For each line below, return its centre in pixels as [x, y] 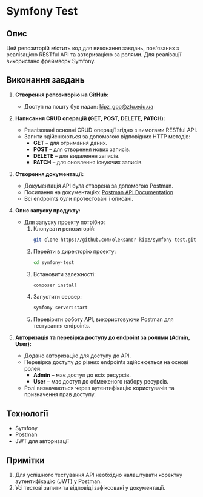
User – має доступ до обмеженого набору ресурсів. [101, 382]
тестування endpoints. [62, 326]
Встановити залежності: [64, 274]
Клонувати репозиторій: [64, 228]
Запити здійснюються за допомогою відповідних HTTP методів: [107, 136]
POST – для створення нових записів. [82, 149]
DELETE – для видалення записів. [76, 155]
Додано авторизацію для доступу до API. [78, 356]
